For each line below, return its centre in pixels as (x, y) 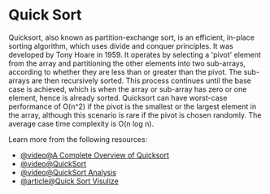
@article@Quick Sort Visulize (70, 181)
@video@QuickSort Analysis (68, 172)
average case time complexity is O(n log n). (81, 123)
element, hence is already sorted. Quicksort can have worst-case (118, 97)
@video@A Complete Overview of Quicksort (94, 155)
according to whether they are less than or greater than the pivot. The (125, 71)
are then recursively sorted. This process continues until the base (142, 80)
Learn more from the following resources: (78, 139)
